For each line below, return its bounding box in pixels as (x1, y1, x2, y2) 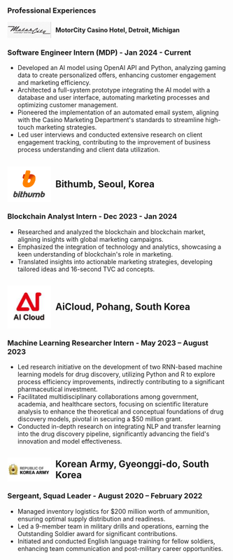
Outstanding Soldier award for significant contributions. (17, 529, 178, 538)
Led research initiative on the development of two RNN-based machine (17, 363, 223, 371)
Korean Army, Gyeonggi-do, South (55, 458, 210, 470)
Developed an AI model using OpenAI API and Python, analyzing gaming (17, 64, 226, 72)
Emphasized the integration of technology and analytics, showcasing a (17, 243, 222, 251)
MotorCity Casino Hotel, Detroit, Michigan (55, 26, 180, 34)
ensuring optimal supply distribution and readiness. (17, 514, 166, 523)
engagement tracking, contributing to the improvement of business (17, 138, 211, 146)
